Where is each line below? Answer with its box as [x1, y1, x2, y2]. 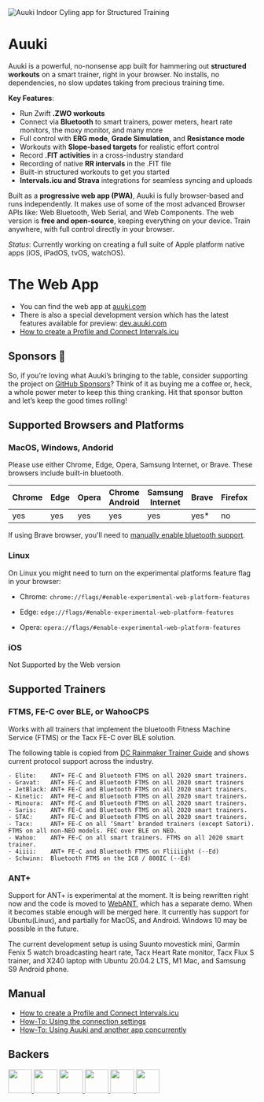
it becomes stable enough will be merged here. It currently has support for [8, 907, 249, 917]
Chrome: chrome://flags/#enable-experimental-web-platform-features [19, 591, 251, 601]
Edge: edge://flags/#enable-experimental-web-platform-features [19, 607, 234, 616]
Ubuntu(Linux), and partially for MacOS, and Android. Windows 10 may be [8, 915, 247, 925]
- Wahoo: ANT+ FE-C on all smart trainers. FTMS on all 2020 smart [8, 833, 244, 842]
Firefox [221, 492, 248, 503]
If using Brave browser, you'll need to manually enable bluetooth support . [8, 531, 246, 540]
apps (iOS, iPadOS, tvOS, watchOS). [8, 248, 126, 257]
